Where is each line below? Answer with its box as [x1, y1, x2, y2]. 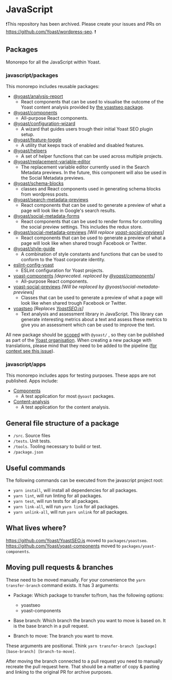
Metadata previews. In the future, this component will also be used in [20, 169, 167, 176]
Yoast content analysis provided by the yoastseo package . [20, 104, 144, 111]
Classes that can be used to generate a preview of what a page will [20, 294, 163, 301]
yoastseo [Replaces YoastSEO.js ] [13, 306, 84, 312]
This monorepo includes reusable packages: [6, 83, 99, 90]
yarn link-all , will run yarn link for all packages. [13, 503, 119, 509]
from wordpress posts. [20, 191, 69, 198]
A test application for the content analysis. [20, 404, 110, 410]
